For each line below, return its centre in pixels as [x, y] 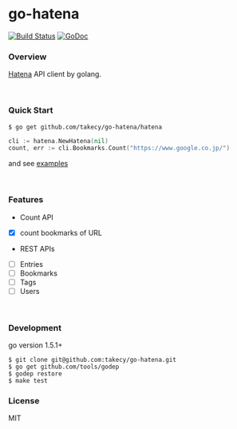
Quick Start [31, 110]
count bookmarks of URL [61, 232]
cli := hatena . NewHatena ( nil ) [59, 141]
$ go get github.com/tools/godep [64, 367]
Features [26, 200]
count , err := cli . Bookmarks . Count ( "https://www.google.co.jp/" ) [119, 149]
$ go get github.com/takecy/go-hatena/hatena [85, 127]
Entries [32, 264]
